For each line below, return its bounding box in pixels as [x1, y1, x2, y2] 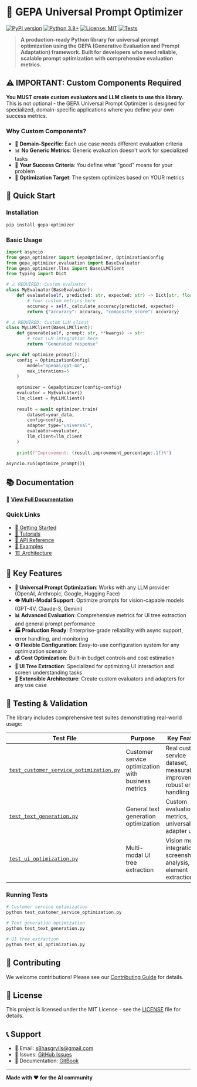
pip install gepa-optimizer [6, 222, 75, 228]
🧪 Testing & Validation [6, 698, 88, 709]
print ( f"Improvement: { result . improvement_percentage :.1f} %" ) [16, 450, 172, 456]
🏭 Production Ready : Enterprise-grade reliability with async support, [14, 627, 184, 634]
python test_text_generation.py [6, 926, 85, 932]
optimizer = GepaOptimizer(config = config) [16, 384, 122, 391]
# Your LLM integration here [27, 336, 98, 342]
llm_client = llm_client [27, 434, 83, 439]
